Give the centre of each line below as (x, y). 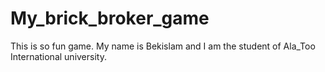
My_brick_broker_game (110, 18)
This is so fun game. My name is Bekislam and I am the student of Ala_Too (163, 46)
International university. (58, 56)
